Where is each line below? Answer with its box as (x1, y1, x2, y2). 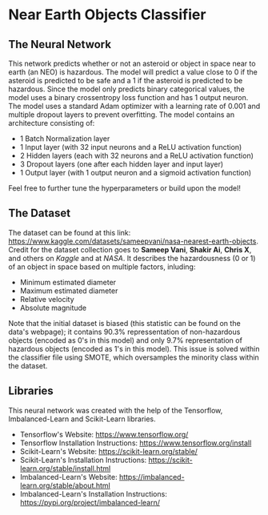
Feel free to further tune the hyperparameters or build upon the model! (8, 183, 242, 193)
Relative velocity (19, 294, 74, 304)
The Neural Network (8, 38, 112, 51)
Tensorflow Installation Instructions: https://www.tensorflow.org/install (19, 438, 252, 448)
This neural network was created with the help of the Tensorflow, (8, 405, 223, 415)
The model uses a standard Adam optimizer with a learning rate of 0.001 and (8, 102, 261, 111)
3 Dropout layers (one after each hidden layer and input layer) (19, 159, 224, 169)
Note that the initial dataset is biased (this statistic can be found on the (8, 318, 242, 328)
